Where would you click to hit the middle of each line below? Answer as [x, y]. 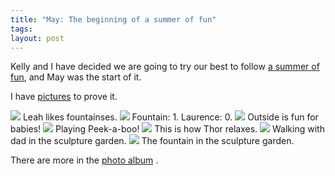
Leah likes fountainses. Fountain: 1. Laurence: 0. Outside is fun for [170, 117]
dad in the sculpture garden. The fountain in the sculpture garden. [152, 141]
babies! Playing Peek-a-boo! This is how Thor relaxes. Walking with [167, 129]
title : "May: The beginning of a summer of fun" [113, 19]
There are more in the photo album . [84, 160]
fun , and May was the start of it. [76, 77]
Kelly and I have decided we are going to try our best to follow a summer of [165, 67]
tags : [21, 29]
